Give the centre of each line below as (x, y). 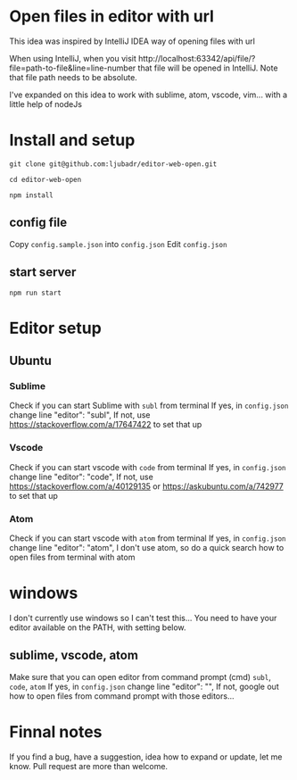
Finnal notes (56, 731)
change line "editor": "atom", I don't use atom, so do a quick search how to (147, 547)
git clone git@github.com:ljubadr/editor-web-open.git (113, 164)
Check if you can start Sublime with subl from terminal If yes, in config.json (149, 406)
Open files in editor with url (111, 17)
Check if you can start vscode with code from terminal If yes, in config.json (148, 467)
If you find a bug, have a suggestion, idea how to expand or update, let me (146, 757)
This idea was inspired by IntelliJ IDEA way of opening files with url (132, 41)
